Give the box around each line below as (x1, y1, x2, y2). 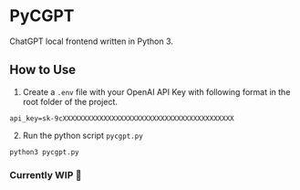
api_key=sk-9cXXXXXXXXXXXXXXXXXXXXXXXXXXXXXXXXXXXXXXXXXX (9, 113, 234, 123)
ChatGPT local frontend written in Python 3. (9, 36, 173, 47)
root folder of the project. (22, 96, 119, 107)
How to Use (9, 62, 77, 78)
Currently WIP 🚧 (9, 168, 82, 181)
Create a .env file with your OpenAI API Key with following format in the (22, 86, 291, 97)
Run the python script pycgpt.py (22, 130, 143, 141)
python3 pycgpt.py (9, 147, 79, 156)
